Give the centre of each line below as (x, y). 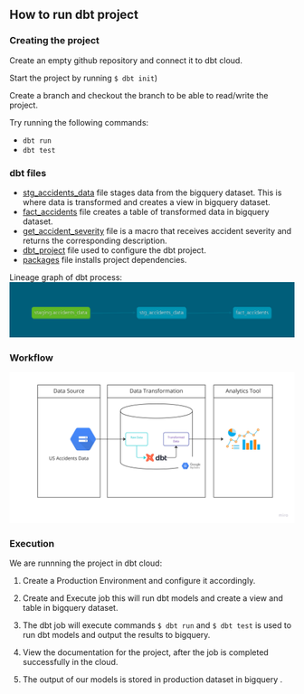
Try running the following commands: (79, 122)
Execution (32, 543)
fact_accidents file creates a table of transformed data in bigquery (146, 211)
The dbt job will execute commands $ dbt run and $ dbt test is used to (157, 625)
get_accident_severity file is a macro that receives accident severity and (157, 230)
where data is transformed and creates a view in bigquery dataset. (147, 202)
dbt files (28, 173)
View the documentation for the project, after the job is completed (145, 652)
